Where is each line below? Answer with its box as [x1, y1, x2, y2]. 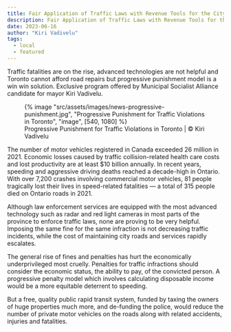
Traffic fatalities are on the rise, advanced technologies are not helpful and [7, 67, 219, 76]
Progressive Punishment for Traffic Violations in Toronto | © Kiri [24, 125, 205, 133]
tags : [7, 36, 23, 43]
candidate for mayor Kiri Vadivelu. [7, 89, 103, 97]
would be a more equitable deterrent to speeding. [7, 282, 148, 290]
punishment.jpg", [24, 110, 73, 118]
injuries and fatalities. [7, 317, 67, 325]
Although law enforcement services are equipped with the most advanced [7, 203, 217, 211]
